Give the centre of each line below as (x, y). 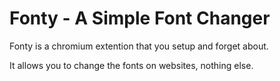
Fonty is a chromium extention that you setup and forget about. (139, 46)
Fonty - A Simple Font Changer (140, 18)
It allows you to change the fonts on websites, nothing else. (131, 65)
